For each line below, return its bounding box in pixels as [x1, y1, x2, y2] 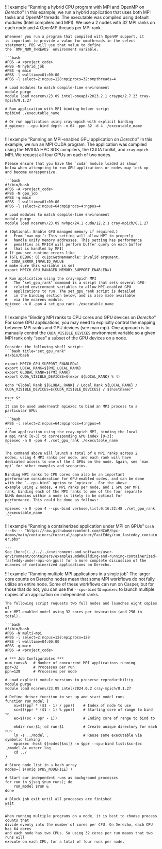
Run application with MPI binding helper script [9, 106, 110, 111]
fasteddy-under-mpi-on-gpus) [5, 558, 64, 563]
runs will [5, 835, 25, 840]
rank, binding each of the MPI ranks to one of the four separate [5, 489, 142, 494]
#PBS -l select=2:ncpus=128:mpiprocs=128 [5, 635, 90, 640]
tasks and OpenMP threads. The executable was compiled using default [5, 15, 149, 20]
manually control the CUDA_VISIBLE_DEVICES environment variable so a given [5, 330, 156, 336]
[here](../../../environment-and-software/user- [14, 549, 114, 554]
